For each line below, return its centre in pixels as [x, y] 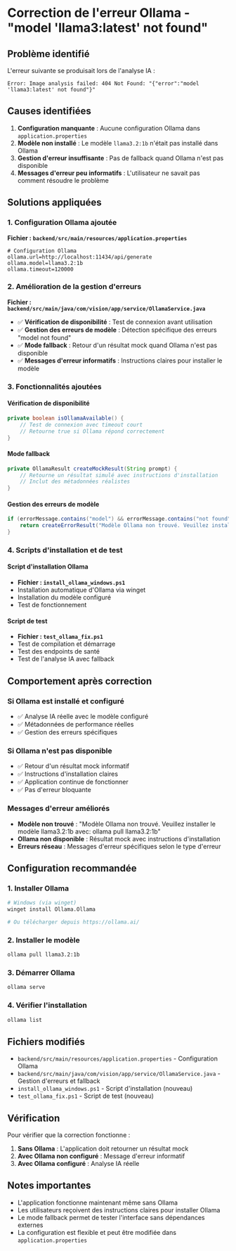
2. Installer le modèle [44, 940]
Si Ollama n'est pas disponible [60, 751]
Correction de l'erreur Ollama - [99, 13]
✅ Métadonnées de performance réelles [76, 724]
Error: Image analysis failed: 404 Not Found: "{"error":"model [103, 84]
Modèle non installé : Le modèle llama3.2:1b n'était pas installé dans [118, 143]
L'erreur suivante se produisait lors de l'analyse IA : [81, 71]
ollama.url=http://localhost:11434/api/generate [80, 257]
